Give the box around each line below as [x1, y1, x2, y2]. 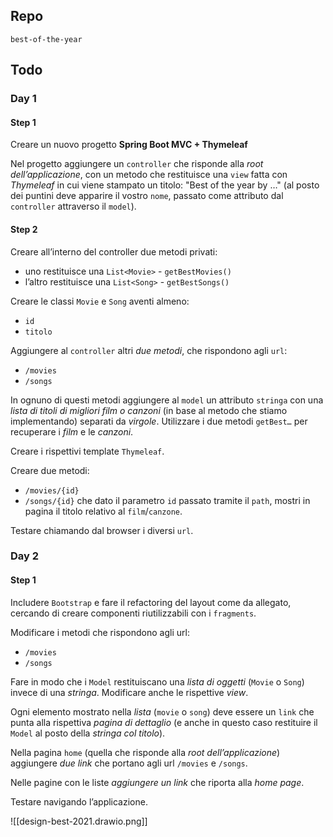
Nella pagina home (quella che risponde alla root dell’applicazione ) [10, 746, 281, 758]
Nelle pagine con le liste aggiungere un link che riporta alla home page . [10, 776, 305, 788]
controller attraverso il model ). [10, 200, 137, 213]
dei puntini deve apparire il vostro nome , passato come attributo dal [10, 190, 284, 202]
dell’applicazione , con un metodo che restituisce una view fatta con [10, 169, 288, 181]
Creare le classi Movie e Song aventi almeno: [10, 295, 190, 307]
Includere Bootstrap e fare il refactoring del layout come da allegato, [10, 596, 292, 608]
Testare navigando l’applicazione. [10, 795, 148, 808]
